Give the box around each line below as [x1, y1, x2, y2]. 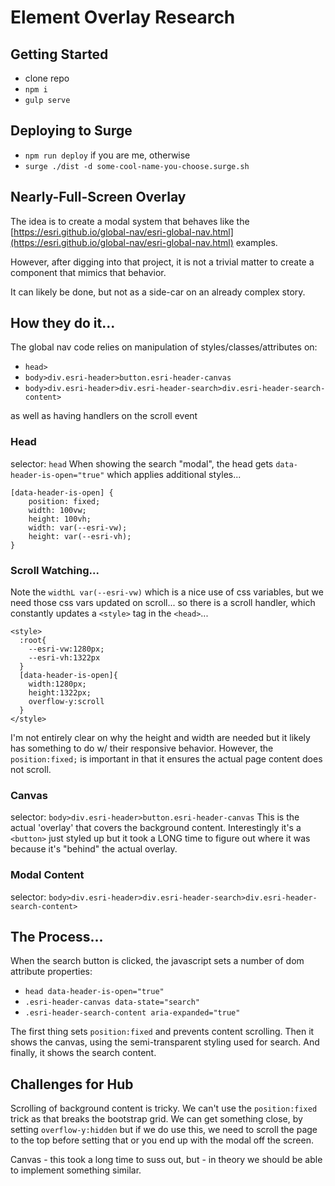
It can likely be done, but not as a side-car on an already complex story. [10, 286, 306, 298]
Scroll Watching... [10, 563, 100, 577]
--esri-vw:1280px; [28, 644, 105, 655]
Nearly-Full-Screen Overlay [10, 189, 187, 206]
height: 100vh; [28, 514, 92, 524]
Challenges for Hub [10, 1076, 134, 1093]
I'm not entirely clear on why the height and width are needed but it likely [10, 732, 311, 744]
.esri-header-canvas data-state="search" [24, 997, 200, 1008]
